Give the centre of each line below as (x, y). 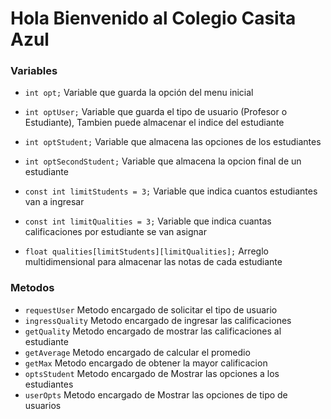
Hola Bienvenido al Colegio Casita (153, 18)
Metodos (32, 288)
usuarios (43, 405)
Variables (34, 71)
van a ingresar (54, 202)
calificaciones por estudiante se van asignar (115, 232)
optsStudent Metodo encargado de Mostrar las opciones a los (152, 373)
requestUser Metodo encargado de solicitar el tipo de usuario (151, 309)
